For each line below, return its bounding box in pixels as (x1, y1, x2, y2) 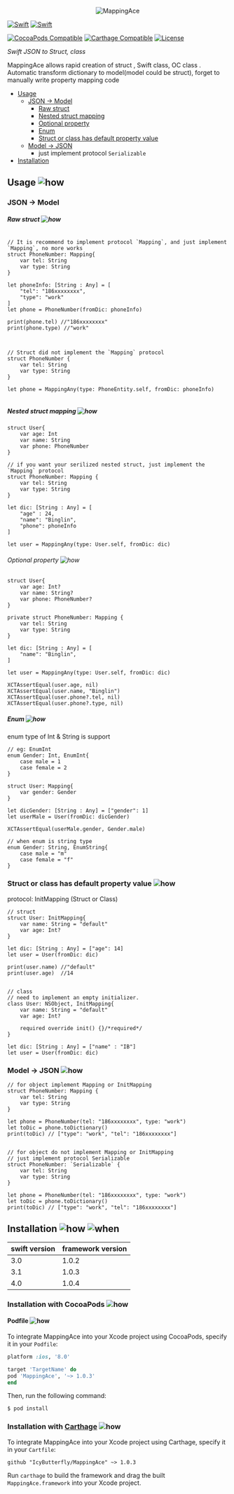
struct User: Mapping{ (7, 783, 74, 790)
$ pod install (7, 1405, 49, 1412)
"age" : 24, (20, 510, 55, 518)
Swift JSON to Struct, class (7, 48, 86, 55)
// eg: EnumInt (7, 746, 52, 753)
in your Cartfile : (7, 1445, 56, 1453)
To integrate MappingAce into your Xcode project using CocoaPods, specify (7, 1332, 228, 1341)
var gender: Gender (20, 789, 77, 796)
